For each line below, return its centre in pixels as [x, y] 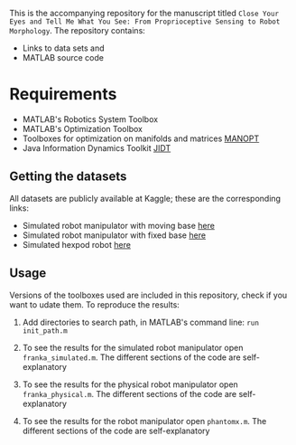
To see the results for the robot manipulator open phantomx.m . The [144, 421]
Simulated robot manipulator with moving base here [118, 225]
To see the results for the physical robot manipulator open [130, 384]
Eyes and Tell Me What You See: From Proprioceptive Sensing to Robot [145, 22]
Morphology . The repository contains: [78, 30]
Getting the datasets [68, 177]
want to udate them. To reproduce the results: [95, 304]
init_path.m [45, 331]
